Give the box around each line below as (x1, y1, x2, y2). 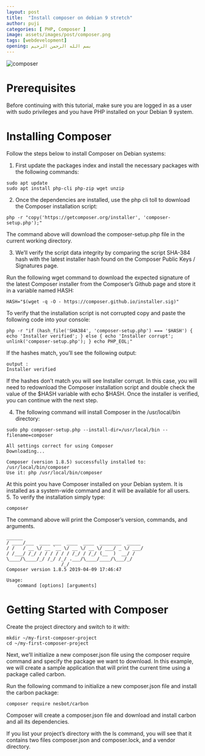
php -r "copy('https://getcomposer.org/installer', (6, 214, 141, 220)
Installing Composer (6, 130, 112, 143)
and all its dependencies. (6, 717, 70, 725)
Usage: (6, 577, 23, 583)
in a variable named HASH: (6, 286, 75, 294)
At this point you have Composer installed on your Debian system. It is (6, 480, 184, 487)
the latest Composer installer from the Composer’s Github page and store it (6, 280, 196, 288)
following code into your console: (6, 316, 91, 323)
